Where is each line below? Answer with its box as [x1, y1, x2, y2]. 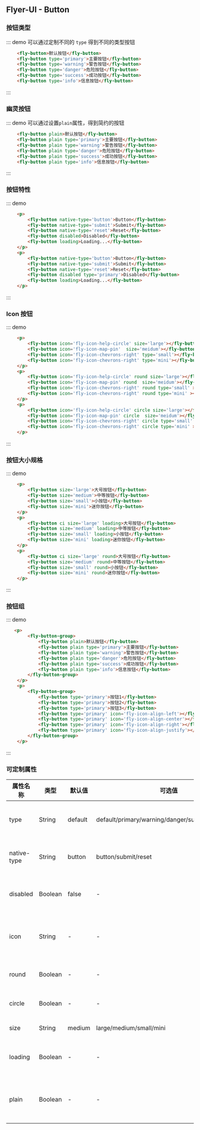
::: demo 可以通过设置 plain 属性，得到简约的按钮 [6, 119, 125, 127]
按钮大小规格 [6, 456, 43, 464]
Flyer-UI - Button [6, 5, 70, 15]
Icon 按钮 [6, 310, 33, 318]
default [67, 816, 87, 824]
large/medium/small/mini [96, 1024, 165, 1032]
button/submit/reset [96, 853, 152, 861]
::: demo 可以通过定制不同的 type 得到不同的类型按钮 [6, 38, 135, 45]
